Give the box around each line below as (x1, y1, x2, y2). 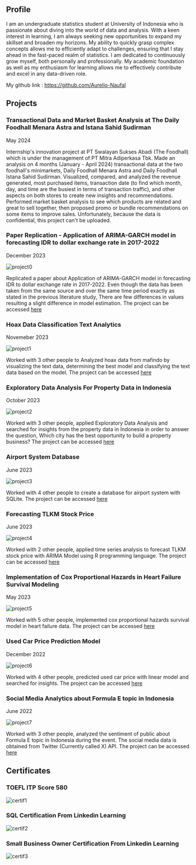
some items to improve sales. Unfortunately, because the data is (6, 211, 161, 218)
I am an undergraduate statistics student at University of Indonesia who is (6, 20, 184, 27)
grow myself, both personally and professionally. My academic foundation (6, 57, 184, 65)
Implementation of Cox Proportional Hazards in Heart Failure (6, 573, 181, 581)
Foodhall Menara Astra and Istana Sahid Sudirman (6, 123, 152, 131)
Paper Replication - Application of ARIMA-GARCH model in (6, 231, 177, 239)
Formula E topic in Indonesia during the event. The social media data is (6, 736, 177, 744)
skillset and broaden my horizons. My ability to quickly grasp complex (6, 39, 174, 46)
